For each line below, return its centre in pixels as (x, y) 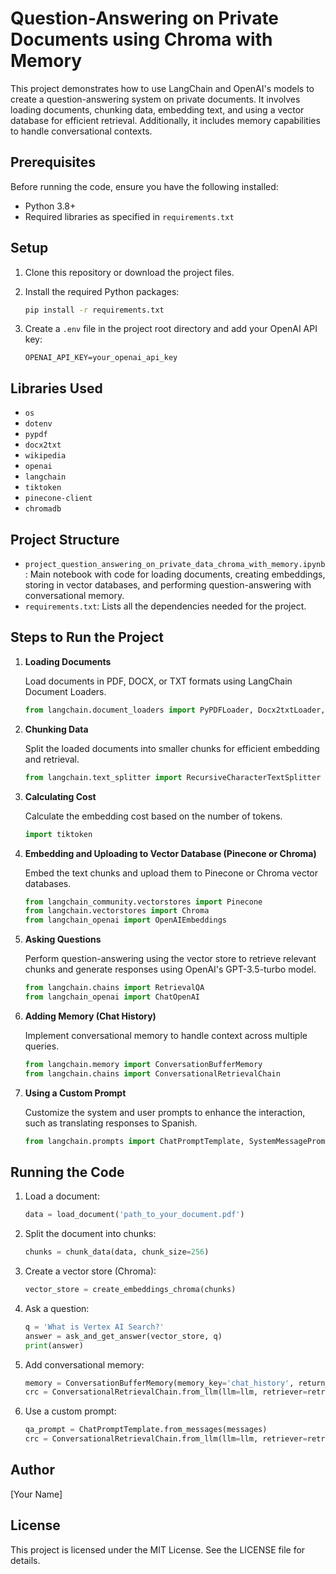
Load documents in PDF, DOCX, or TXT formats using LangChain (158, 681)
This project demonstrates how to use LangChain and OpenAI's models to (162, 88)
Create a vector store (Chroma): (90, 1271)
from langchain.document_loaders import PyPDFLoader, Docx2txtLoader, (175, 710)
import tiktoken (58, 834)
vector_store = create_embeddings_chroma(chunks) (130, 1290)
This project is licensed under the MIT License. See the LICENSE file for (158, 1549)
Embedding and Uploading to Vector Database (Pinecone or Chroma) (170, 853)
